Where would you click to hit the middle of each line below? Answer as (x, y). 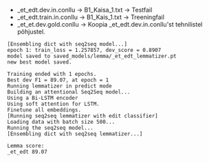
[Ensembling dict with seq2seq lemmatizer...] (75, 134)
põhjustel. (31, 31)
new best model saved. (40, 62)
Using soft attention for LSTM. (53, 104)
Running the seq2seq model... (51, 128)
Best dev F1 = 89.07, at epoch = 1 (58, 80)
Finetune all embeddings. (44, 110)
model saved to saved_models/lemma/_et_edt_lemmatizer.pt (92, 56)
